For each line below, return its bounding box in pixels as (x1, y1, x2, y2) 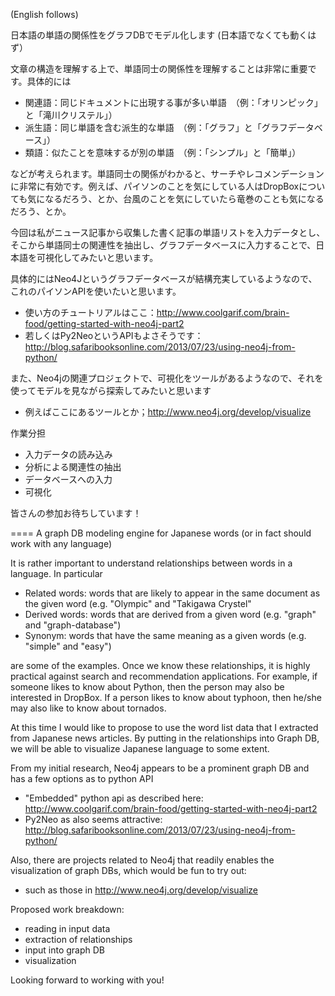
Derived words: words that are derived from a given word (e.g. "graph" (24, 609, 317, 620)
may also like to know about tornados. (10, 702, 167, 714)
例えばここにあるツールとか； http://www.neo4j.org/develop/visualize (24, 406, 312, 418)
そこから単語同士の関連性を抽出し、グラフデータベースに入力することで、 (10, 239, 317, 251)
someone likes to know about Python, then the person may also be (10, 681, 285, 693)
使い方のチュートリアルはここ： (24, 307, 157, 318)
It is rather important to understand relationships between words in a (10, 557, 293, 569)
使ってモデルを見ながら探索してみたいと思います (10, 385, 212, 396)
